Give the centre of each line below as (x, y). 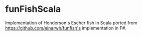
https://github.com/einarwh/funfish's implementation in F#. (66, 28)
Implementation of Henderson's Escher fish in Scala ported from (71, 23)
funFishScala (33, 9)
